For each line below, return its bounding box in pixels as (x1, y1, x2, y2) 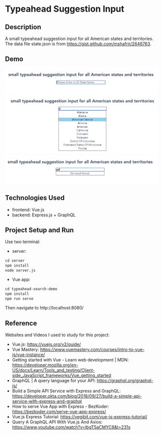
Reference (5, 319, 37, 327)
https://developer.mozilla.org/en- (12, 362, 79, 368)
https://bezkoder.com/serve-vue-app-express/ (12, 409, 106, 415)
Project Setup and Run (5, 226, 74, 234)
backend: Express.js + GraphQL (12, 212, 76, 218)
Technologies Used (5, 194, 65, 202)
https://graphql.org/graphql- (97, 378, 154, 383)
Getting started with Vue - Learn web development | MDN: (12, 357, 129, 363)
